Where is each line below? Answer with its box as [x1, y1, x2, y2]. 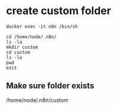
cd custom [6, 49, 31, 55]
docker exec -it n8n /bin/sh [6, 24, 78, 29]
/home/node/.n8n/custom [6, 96, 69, 104]
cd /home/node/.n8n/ [6, 34, 57, 39]
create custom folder [6, 4, 111, 18]
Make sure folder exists [6, 81, 95, 91]
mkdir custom [6, 44, 38, 50]
